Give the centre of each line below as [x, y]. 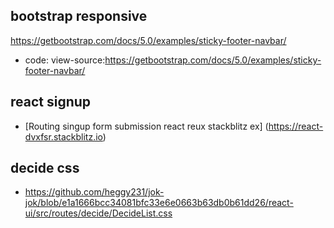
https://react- [296, 126]
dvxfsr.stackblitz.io [63, 136]
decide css [45, 168]
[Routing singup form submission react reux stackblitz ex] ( [146, 126]
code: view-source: [65, 60]
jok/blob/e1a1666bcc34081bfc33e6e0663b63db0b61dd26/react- [159, 203]
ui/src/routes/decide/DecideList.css [98, 213]
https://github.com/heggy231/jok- [94, 192]
